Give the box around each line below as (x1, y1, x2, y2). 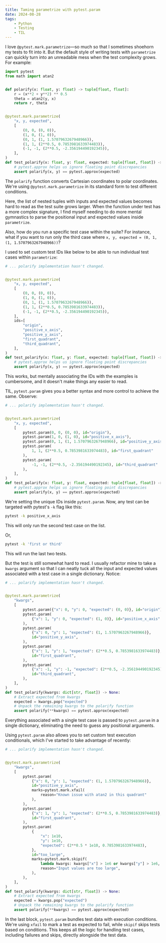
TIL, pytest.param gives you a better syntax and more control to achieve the (5, 388, 159, 394)
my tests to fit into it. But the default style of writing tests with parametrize (5, 49, 156, 55)
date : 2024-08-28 (5, 12, 41, 17)
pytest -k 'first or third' (5, 541, 63, 546)
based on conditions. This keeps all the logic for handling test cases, (5, 927, 145, 933)
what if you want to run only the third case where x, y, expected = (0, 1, (5, 234, 157, 240)
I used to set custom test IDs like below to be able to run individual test (5, 249, 149, 255)
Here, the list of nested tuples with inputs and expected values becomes (5, 198, 152, 204)
